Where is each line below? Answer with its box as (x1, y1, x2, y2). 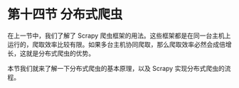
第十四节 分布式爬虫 (7, 6, 123, 23)
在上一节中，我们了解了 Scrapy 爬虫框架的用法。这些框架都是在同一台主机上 (7, 31, 231, 40)
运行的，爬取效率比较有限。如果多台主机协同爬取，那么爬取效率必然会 (7, 40, 213, 48)
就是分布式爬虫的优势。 (26, 49, 95, 57)
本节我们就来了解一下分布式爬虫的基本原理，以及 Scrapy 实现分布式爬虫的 (7, 64, 225, 72)
